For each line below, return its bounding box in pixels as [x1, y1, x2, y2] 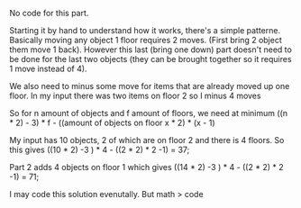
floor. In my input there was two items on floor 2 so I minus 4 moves [9, 90, 261, 101]
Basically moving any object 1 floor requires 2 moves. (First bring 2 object [9, 35, 282, 45]
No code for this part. [9, 8, 89, 18]
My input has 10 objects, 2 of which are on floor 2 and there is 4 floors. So [9, 135, 285, 145]
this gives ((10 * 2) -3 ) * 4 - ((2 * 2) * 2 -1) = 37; [9, 144, 190, 155]
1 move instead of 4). [9, 63, 87, 74]
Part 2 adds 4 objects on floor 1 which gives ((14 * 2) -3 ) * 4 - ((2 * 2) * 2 [9, 162, 284, 172]
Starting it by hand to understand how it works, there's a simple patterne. [9, 25, 281, 35]
